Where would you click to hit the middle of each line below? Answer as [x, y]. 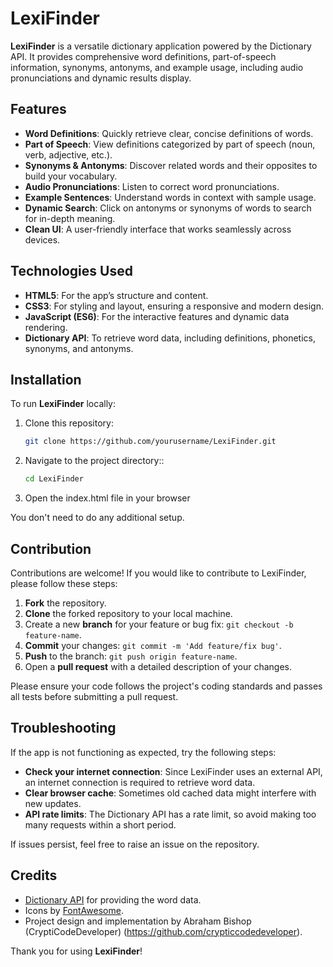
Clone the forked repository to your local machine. [128, 613]
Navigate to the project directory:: [94, 461]
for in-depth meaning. [70, 218]
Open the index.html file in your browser [107, 498]
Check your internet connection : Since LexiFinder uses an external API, [173, 771]
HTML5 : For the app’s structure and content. [116, 295]
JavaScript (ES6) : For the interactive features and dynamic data [157, 316]
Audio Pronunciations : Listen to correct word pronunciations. [152, 186]
